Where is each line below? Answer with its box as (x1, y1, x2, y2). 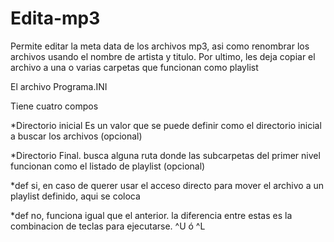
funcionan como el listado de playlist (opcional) (10, 160, 206, 172)
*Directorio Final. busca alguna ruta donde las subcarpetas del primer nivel (10, 149, 321, 161)
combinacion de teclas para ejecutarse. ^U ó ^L (10, 220, 206, 232)
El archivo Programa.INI (10, 80, 108, 92)
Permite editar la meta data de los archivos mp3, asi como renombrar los (10, 40, 310, 52)
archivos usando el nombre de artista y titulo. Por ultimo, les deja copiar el (10, 50, 316, 62)
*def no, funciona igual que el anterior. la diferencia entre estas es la (10, 209, 293, 221)
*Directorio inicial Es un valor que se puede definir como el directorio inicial (10, 119, 322, 131)
